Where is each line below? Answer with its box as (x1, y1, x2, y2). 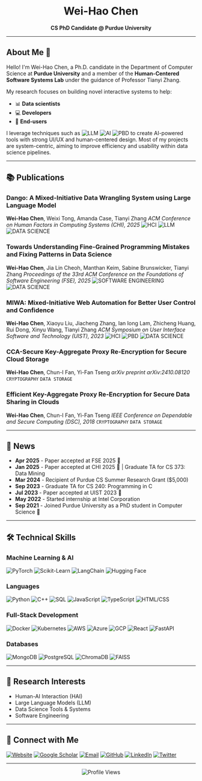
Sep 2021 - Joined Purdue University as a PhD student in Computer (14, 502, 183, 509)
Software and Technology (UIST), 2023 (6, 333, 104, 340)
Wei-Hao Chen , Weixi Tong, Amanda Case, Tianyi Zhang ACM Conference (6, 215, 191, 222)
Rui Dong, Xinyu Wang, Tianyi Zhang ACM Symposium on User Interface (6, 326, 186, 333)
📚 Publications (6, 173, 65, 183)
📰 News (6, 441, 35, 451)
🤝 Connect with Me (6, 735, 79, 745)
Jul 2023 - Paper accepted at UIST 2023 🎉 (14, 489, 122, 496)
